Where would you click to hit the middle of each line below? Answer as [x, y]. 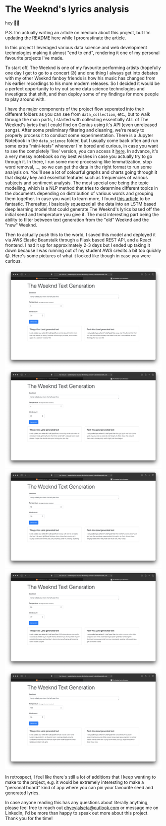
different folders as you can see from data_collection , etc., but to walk [78, 114]
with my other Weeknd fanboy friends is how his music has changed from [80, 78]
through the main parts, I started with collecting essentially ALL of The [77, 119]
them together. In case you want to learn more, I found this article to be [78, 198]
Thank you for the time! [29, 818]
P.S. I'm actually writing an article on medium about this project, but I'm [78, 32]
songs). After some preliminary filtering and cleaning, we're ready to [75, 130]
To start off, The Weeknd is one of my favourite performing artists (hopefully [83, 68]
